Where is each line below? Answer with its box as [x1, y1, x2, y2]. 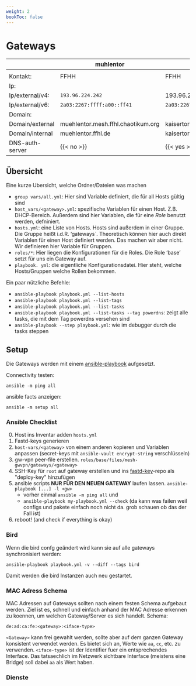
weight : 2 [6, 8, 30, 15]
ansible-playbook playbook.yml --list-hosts [14, 291, 125, 297]
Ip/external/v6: [9, 101, 50, 109]
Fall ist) [23, 510, 41, 517]
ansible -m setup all [6, 404, 59, 410]
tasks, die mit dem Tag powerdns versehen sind [14, 315, 130, 323]
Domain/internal [9, 129, 53, 138]
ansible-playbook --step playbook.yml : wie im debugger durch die [14, 321, 177, 328]
